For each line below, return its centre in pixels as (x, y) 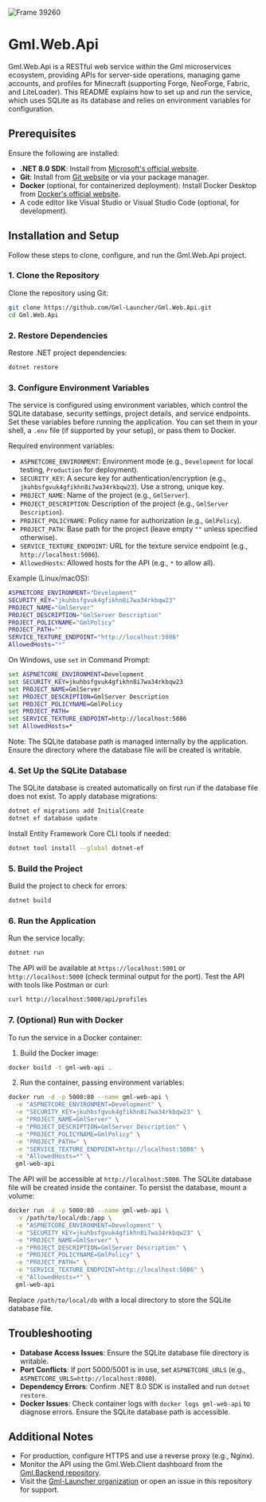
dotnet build (30, 901)
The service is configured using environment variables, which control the (128, 405)
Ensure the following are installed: (64, 153)
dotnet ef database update (53, 819)
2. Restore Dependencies (58, 335)
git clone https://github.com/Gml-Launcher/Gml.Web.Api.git (110, 307)
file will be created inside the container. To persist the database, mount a (127, 1187)
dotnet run (26, 953)
